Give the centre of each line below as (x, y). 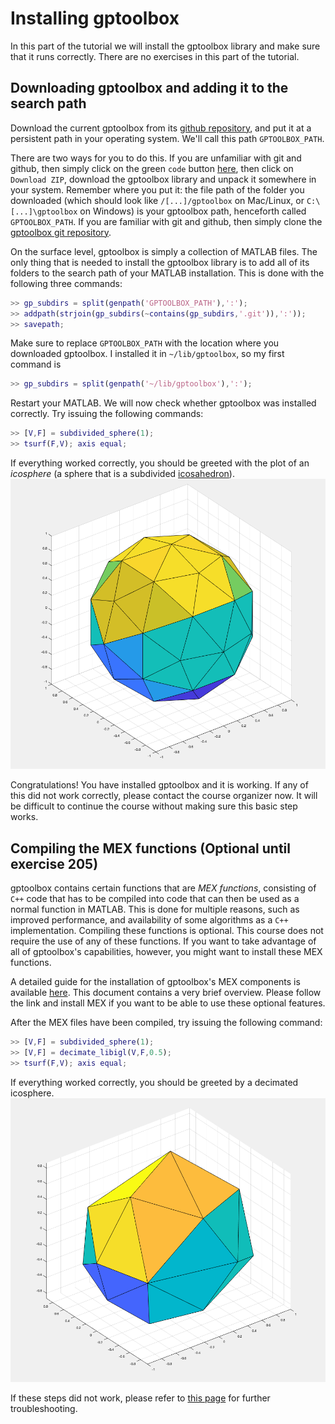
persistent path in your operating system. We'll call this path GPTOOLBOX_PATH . (167, 138)
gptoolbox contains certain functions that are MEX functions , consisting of (163, 888)
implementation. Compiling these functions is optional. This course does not (167, 931)
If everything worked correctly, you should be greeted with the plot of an (160, 463)
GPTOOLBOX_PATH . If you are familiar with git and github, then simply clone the (166, 221)
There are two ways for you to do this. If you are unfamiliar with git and (156, 158)
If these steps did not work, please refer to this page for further (140, 1398)
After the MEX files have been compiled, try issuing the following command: (166, 1023)
